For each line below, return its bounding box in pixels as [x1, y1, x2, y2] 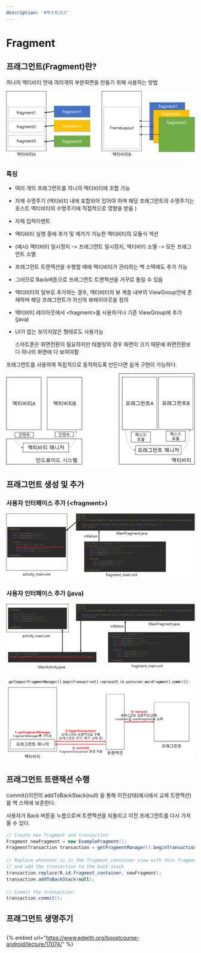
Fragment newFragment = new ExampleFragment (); [6, 838, 127, 844]
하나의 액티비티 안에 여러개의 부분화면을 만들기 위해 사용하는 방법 [6, 79, 159, 86]
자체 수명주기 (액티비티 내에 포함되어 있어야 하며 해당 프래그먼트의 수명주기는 [14, 197, 194, 205]
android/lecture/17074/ [6, 940, 62, 948]
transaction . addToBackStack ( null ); [6, 876, 95, 882]
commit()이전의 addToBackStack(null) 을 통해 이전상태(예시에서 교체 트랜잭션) [6, 792, 192, 799]
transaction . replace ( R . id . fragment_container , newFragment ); [6, 870, 162, 876]
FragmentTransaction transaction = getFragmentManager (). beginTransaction [6, 844, 197, 851]
